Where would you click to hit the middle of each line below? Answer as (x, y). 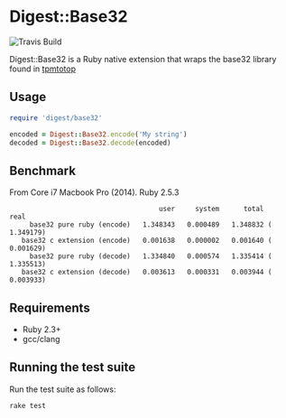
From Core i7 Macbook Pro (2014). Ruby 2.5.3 (94, 192)
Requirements (50, 307)
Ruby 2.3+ (42, 330)
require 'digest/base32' (56, 118)
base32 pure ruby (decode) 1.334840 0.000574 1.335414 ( (151, 256)
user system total (211, 209)
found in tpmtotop (43, 69)
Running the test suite (73, 367)
